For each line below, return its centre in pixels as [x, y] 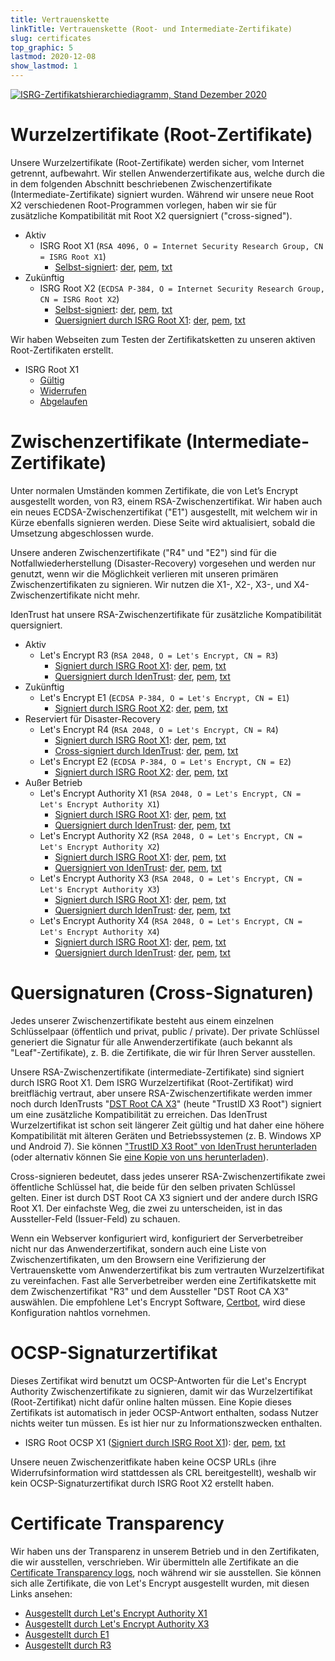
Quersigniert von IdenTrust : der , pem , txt [138, 867]
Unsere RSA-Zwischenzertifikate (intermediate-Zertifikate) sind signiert [157, 1072]
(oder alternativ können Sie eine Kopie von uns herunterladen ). [139, 1157]
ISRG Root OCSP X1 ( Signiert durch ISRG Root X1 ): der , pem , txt [155, 1442]
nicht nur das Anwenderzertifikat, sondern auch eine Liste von [138, 1248]
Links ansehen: [41, 1593]
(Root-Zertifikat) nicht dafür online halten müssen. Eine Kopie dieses [151, 1402]
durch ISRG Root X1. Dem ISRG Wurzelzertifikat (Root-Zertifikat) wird [152, 1082]
